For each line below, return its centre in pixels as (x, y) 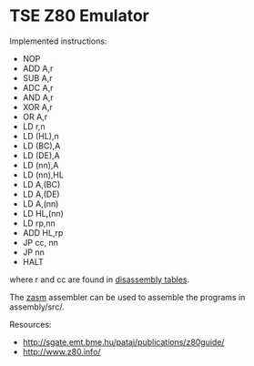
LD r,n (34, 126)
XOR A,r (37, 107)
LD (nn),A (41, 165)
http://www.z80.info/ (62, 351)
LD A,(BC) (41, 184)
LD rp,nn (39, 223)
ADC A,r (38, 87)
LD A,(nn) (41, 203)
